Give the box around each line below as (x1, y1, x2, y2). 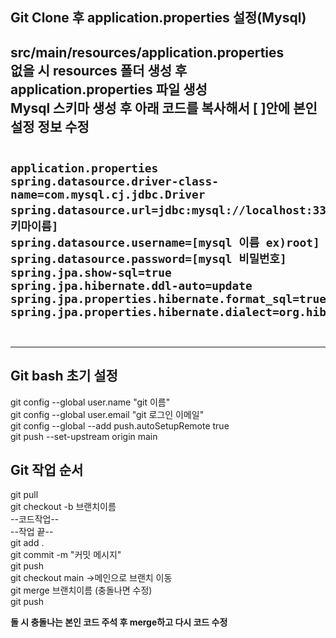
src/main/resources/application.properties (10, 44, 285, 61)
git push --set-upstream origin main (10, 430, 158, 442)
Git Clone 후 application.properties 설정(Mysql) (10, 9, 307, 27)
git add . (10, 537, 45, 549)
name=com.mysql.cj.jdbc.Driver (10, 187, 206, 202)
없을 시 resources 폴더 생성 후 (10, 62, 188, 79)
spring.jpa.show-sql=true (10, 265, 172, 280)
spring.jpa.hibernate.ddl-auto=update (10, 278, 253, 293)
